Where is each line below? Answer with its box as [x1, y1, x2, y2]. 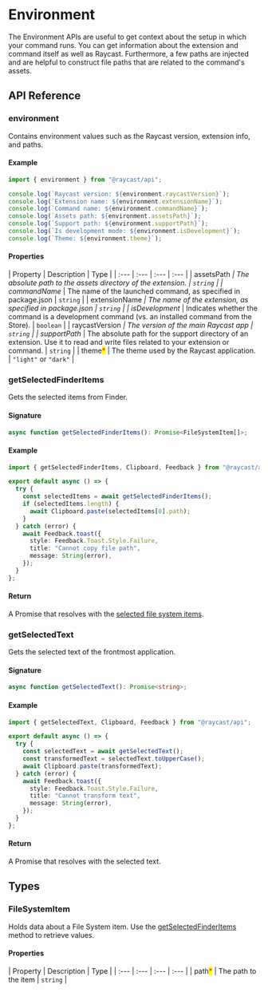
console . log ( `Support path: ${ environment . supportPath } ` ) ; [8, 219, 209, 228]
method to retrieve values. [8, 930, 95, 939]
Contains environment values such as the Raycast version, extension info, [8, 131, 251, 140]
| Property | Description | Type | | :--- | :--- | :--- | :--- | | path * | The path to [8, 966, 257, 975]
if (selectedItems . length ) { [22, 500, 120, 508]
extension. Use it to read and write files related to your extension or [8, 338, 230, 347]
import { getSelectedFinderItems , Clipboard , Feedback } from [8, 463, 219, 472]
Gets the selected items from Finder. [8, 393, 128, 402]
